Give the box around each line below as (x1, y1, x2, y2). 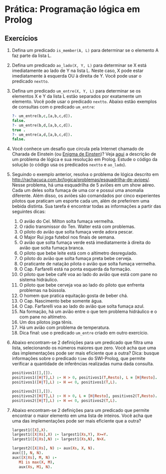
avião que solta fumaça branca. (19, 245, 85, 251)
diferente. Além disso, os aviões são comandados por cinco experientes (11, 192, 161, 198)
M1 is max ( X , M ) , (18, 459, 55, 464)
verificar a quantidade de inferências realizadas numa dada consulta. (11, 361, 154, 367)
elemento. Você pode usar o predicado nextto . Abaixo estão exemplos (11, 98, 157, 104)
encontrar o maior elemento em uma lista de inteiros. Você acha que (11, 412, 153, 418)
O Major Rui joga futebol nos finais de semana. (19, 234, 116, 240)
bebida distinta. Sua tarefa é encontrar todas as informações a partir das (11, 203, 162, 209)
